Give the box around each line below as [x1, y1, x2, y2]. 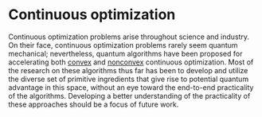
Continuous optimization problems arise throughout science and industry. [8, 32, 249, 41]
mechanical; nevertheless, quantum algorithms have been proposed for [8, 49, 243, 58]
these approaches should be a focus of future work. [8, 99, 179, 109]
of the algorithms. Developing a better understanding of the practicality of [8, 91, 251, 100]
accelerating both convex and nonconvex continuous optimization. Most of [8, 57, 254, 67]
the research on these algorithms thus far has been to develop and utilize [8, 65, 248, 75]
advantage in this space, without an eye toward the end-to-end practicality [8, 82, 254, 92]
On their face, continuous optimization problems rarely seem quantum [8, 40, 238, 49]
